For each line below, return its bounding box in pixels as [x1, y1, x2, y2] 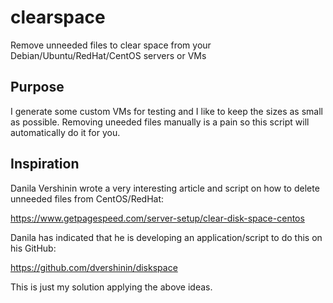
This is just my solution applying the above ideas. [10, 281, 213, 293]
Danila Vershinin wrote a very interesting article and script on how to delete [10, 182, 320, 194]
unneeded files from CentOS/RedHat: [10, 192, 165, 205]
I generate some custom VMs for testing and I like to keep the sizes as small [10, 105, 323, 117]
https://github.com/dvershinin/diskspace [10, 261, 178, 273]
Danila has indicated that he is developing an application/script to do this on [10, 231, 323, 243]
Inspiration [10, 156, 80, 173]
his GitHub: [10, 242, 57, 254]
